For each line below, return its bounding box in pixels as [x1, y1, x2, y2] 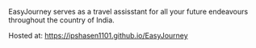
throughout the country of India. [8, 15, 115, 25]
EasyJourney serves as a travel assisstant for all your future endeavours [8, 7, 249, 16]
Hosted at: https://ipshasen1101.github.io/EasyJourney [8, 31, 188, 40]
